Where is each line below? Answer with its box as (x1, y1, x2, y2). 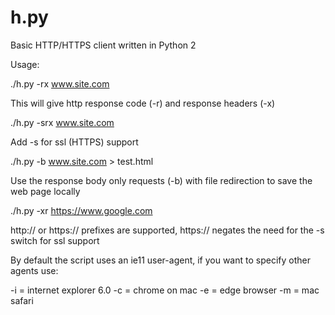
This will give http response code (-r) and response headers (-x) (10, 97, 276, 109)
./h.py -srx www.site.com (10, 116, 115, 128)
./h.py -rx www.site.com (10, 77, 110, 90)
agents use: (10, 264, 59, 276)
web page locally (10, 185, 81, 197)
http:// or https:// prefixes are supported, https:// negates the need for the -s (10, 224, 325, 236)
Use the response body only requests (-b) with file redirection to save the (10, 174, 313, 186)
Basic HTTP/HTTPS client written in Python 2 (10, 39, 197, 51)
